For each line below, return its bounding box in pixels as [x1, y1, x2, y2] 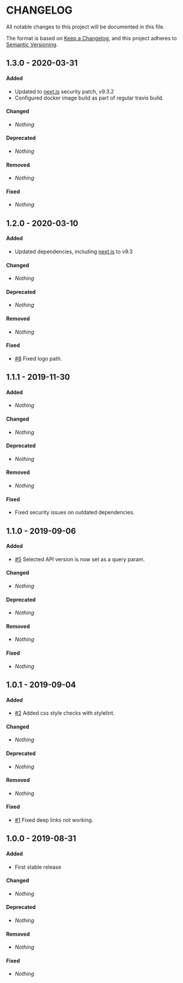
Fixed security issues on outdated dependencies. [14, 509, 135, 516]
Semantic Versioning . [6, 41, 58, 48]
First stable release [14, 863, 61, 870]
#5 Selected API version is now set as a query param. [14, 555, 145, 563]
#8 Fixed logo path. [14, 355, 63, 362]
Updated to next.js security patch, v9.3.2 [14, 88, 114, 95]
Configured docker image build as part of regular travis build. [14, 94, 164, 101]
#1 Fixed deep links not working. [14, 816, 93, 824]
